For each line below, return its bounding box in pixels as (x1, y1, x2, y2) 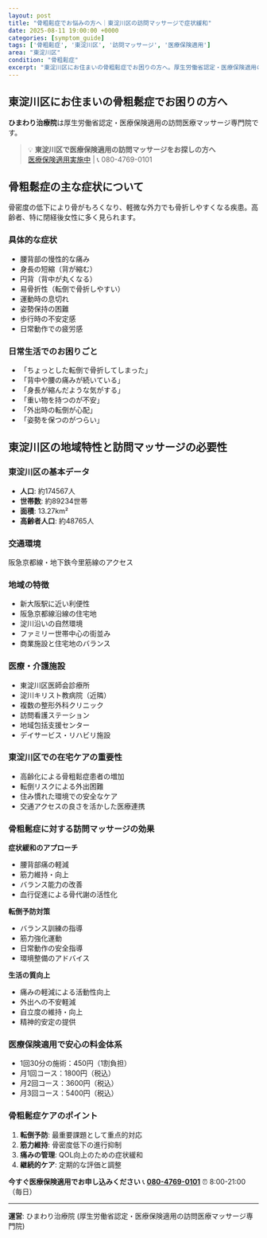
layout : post (8, 11, 52, 20)
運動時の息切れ (19, 294, 69, 304)
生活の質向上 (8, 970, 50, 980)
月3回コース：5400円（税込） (19, 1088, 118, 1098)
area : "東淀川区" (8, 49, 61, 57)
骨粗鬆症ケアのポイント (8, 1111, 98, 1122)
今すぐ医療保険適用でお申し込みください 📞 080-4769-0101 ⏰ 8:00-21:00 (8, 1177, 246, 1186)
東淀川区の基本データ (8, 467, 90, 478)
